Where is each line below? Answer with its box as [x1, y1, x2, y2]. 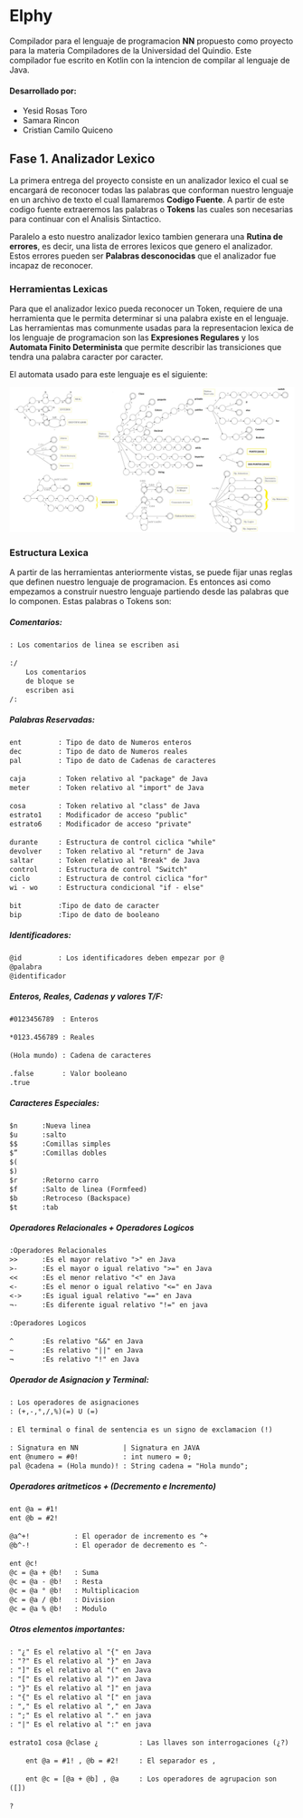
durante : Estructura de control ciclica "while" [9, 838, 217, 847]
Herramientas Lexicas [9, 282, 109, 295]
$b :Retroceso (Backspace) [9, 1194, 131, 1203]
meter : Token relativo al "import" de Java [9, 784, 204, 793]
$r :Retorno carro [9, 1176, 99, 1185]
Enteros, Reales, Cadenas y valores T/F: [9, 991, 164, 1002]
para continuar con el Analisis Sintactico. [9, 213, 162, 224]
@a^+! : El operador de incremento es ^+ [9, 1532, 208, 1541]
